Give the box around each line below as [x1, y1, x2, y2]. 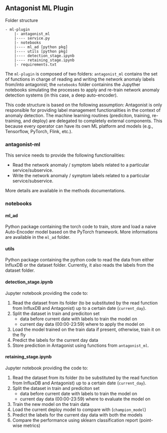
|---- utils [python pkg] [14, 49, 68, 54]
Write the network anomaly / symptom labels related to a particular [12, 173, 150, 179]
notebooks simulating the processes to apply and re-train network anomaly [5, 87, 160, 93]
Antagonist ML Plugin [5, 4, 74, 13]
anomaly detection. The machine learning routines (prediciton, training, [5, 112, 151, 118]
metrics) [23, 422, 41, 428]
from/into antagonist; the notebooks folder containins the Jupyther [5, 81, 141, 87]
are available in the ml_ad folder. [5, 234, 71, 240]
